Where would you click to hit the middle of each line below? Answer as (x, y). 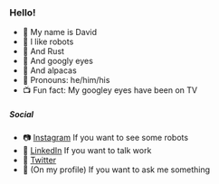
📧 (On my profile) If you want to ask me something (116, 170)
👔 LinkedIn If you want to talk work (87, 151)
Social (22, 114)
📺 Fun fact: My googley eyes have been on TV (109, 90)
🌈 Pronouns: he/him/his (66, 80)
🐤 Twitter (39, 161)
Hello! (23, 13)
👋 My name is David (60, 32)
